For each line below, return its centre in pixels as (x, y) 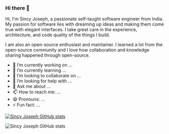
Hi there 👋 (18, 8)
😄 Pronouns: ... (29, 99)
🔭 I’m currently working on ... (42, 65)
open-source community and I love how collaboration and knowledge (77, 50)
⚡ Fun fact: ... (26, 105)
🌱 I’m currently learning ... (39, 70)
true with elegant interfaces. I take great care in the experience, (71, 30)
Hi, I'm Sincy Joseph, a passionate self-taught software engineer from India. (84, 19)
